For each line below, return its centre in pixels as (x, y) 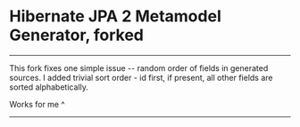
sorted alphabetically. (49, 87)
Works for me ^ (37, 104)
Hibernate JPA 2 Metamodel (115, 16)
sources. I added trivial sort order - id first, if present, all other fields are (141, 77)
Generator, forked (77, 35)
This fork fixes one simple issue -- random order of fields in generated (139, 67)
